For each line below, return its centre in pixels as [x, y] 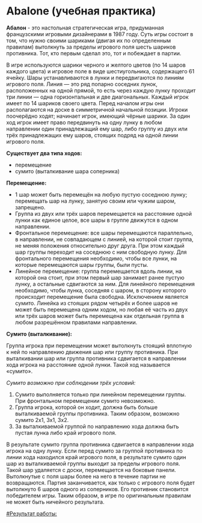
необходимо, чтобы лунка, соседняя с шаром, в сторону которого [100, 290]
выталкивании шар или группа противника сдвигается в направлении [96, 358]
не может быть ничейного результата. [55, 502]
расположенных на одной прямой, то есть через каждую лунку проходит [101, 90]
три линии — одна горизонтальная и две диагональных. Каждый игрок [98, 97]
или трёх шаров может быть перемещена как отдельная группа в [99, 316]
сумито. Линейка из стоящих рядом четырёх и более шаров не [96, 303]
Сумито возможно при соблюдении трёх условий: [71, 382]
